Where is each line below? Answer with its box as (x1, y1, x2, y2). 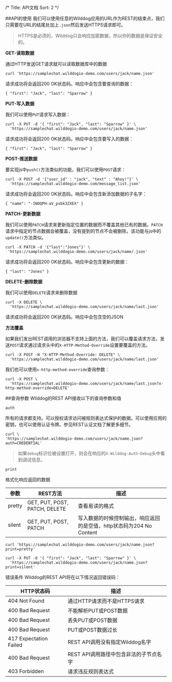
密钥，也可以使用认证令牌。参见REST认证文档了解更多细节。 (5, 422, 134, 427)
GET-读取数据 (5, 50, 35, 56)
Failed (8, 642, 23, 648)
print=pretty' (5, 547, 36, 552)
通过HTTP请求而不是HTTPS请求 (67, 597, 145, 605)
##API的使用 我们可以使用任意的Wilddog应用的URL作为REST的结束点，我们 (5, 15, 165, 22)
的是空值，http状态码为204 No (77, 522, 152, 529)
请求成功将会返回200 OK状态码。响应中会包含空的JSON (5, 314, 124, 320)
